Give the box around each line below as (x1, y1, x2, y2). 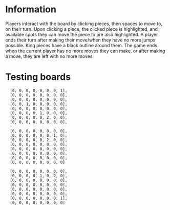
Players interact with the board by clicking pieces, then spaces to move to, (5, 20, 163, 27)
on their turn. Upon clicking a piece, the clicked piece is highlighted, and (5, 26, 158, 32)
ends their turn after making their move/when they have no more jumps (5, 37, 156, 43)
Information (5, 4, 56, 15)
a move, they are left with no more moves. (5, 53, 94, 59)
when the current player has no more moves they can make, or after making (5, 48, 165, 54)
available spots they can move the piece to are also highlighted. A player (5, 31, 158, 37)
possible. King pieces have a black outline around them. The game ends (5, 42, 158, 48)
